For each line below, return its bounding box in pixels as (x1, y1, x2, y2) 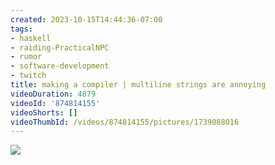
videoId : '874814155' (10, 98, 101, 108)
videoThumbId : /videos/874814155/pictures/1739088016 (10, 117, 240, 127)
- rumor (10, 52, 43, 62)
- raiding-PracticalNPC (10, 42, 110, 53)
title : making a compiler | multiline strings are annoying (10, 80, 267, 90)
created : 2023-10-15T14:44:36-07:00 (10, 14, 163, 25)
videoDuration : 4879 (10, 89, 97, 99)
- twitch (10, 71, 47, 81)
